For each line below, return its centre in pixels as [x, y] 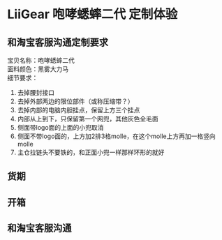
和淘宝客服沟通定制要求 [58, 42]
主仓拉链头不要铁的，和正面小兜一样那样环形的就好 [91, 152]
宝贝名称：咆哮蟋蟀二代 [41, 60]
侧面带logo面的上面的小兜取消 [60, 127]
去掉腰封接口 [36, 92]
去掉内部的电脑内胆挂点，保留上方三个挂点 [79, 110]
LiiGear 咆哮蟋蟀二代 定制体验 [92, 14]
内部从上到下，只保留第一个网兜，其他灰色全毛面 [88, 119]
